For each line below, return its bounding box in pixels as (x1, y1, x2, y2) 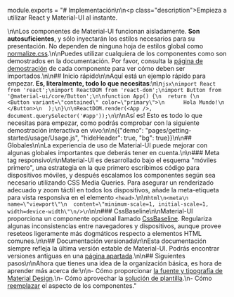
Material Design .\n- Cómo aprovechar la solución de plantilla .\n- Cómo (7, 274, 212, 282)
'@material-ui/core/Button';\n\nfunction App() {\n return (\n (7, 93, 200, 100)
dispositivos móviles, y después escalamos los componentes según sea (7, 171, 216, 179)
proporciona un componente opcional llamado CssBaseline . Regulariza (7, 214, 212, 223)
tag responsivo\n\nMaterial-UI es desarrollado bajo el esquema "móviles (7, 156, 217, 164)
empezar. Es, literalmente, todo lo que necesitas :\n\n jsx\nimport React (7, 79, 216, 87)
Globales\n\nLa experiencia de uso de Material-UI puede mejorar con (7, 141, 208, 150)
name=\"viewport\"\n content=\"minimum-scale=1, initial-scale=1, (7, 201, 209, 208)
